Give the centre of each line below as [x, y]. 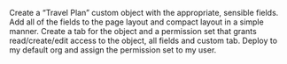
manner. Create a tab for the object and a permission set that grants [133, 31]
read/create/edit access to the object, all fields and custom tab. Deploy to [143, 40]
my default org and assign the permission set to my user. [113, 50]
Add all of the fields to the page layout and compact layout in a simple [136, 22]
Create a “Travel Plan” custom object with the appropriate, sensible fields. [144, 13]
